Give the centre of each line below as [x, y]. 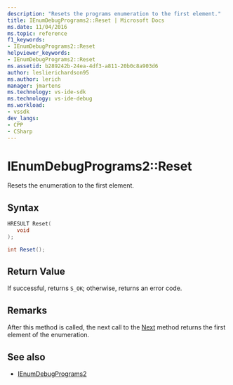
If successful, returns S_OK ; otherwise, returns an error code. [95, 288]
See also [26, 357]
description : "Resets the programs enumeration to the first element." [114, 14]
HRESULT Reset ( [29, 224]
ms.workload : [26, 105]
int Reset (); [26, 249]
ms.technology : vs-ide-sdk [47, 92]
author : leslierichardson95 [48, 72]
